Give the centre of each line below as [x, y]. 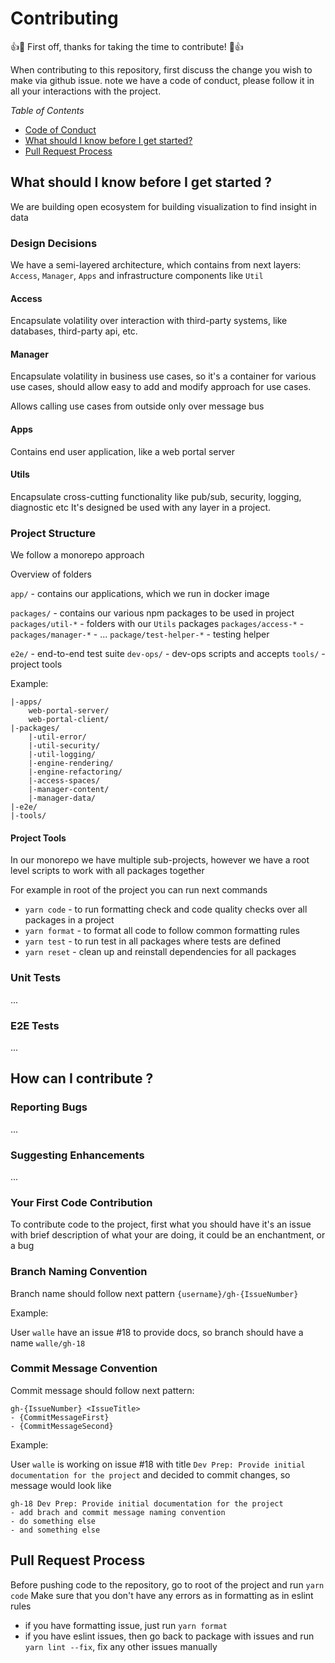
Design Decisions [54, 243]
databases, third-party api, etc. [74, 331]
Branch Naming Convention [79, 1272]
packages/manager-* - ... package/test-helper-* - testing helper [140, 634]
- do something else [53, 1521]
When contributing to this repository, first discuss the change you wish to [161, 69]
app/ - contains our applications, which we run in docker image [140, 594]
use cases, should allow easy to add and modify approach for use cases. [161, 387]
